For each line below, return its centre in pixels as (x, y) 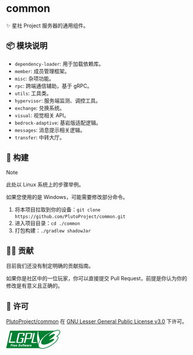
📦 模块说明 (27, 46)
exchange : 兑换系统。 (40, 108)
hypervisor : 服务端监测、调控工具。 (58, 100)
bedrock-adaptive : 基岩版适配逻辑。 (58, 122)
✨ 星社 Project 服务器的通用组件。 (47, 25)
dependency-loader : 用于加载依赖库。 (59, 64)
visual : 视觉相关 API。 (42, 115)
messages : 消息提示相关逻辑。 (50, 130)
